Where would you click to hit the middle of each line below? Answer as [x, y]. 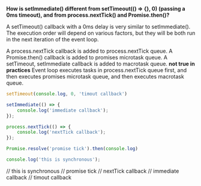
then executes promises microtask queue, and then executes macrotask [95, 76]
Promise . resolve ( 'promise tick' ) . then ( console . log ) [72, 149]
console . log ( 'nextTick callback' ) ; [61, 132]
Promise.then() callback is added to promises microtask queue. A [87, 57]
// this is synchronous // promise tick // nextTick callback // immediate [93, 171]
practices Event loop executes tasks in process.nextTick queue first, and [97, 70]
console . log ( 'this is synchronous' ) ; [53, 160]
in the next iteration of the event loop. [52, 39]
